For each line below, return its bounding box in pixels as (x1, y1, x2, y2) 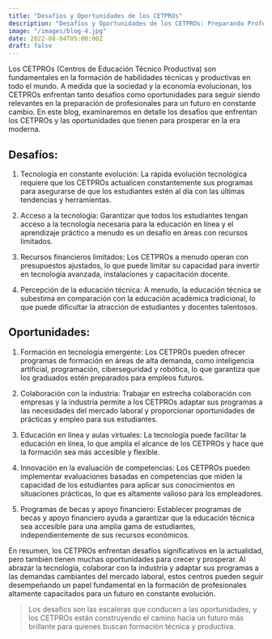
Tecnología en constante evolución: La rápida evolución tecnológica (19, 169, 248, 179)
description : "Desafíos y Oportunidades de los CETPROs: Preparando (8, 19, 244, 28)
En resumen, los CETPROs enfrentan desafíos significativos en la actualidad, (8, 545, 264, 555)
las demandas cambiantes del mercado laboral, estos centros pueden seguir (8, 571, 264, 581)
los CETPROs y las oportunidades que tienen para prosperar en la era (8, 116, 240, 125)
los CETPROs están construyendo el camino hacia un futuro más (28, 612, 244, 623)
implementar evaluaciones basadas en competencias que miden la (19, 471, 243, 481)
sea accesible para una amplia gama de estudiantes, (19, 521, 196, 531)
